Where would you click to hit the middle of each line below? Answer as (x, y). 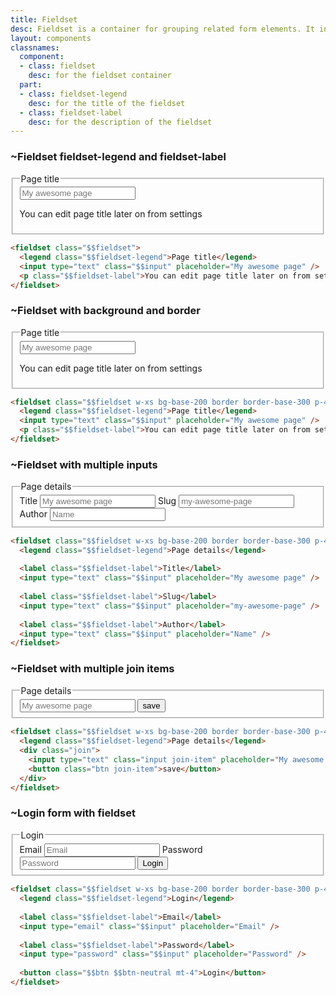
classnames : (35, 47)
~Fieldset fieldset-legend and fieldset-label (118, 157)
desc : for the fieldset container (100, 76)
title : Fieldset (44, 19)
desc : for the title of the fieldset (107, 103)
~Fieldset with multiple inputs (84, 464)
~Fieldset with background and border (105, 311)
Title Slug (98, 501)
